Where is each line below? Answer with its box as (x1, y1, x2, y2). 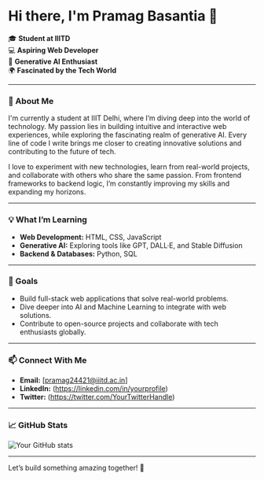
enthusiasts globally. (19, 327, 86, 337)
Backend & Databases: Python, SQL (19, 249, 137, 258)
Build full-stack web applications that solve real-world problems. (19, 294, 229, 303)
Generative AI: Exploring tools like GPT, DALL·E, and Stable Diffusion (19, 240, 244, 250)
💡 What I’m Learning (8, 214, 88, 225)
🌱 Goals (8, 275, 38, 286)
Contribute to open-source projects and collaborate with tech (19, 319, 218, 328)
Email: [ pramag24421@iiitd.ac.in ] (19, 375, 128, 385)
